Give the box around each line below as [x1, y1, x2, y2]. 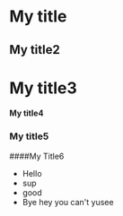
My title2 [9, 42, 60, 57]
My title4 [9, 108, 44, 118]
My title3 [9, 78, 78, 98]
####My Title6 [9, 151, 65, 161]
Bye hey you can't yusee [22, 196, 114, 207]
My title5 [9, 130, 49, 143]
